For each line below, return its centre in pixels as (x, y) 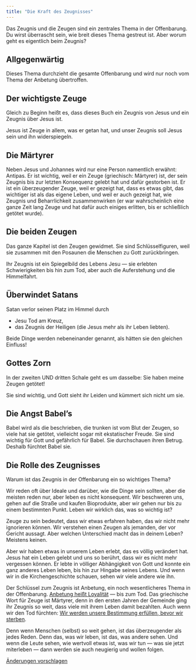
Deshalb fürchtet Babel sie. (39, 447)
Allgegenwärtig (35, 60)
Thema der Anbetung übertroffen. (47, 80)
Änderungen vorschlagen (37, 661)
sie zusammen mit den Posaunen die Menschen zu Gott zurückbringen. (93, 252)
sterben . (16, 619)
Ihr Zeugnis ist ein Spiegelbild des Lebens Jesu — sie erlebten (82, 264)
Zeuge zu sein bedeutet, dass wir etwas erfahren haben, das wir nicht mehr (98, 521)
